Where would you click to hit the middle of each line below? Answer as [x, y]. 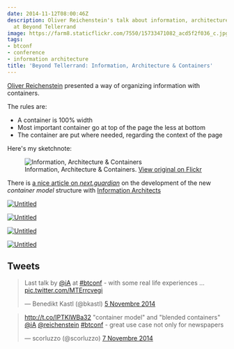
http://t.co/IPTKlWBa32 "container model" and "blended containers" [122, 318]
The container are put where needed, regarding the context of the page [120, 135]
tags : [15, 40]
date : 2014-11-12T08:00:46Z [48, 14]
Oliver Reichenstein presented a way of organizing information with [104, 85]
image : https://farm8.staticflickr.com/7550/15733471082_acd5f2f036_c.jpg [118, 33]
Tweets [24, 266]
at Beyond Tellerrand [45, 27]
